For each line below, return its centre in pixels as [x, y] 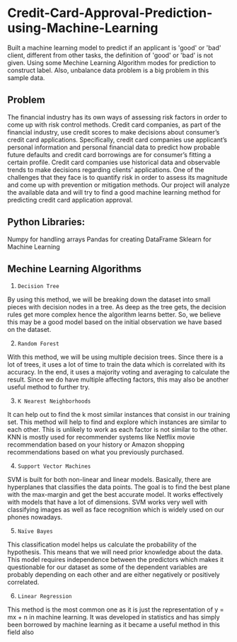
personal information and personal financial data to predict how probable [114, 147]
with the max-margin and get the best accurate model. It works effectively [115, 495]
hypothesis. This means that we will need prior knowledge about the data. [115, 552]
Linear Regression [45, 597]
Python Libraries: [46, 222]
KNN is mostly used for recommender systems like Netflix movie [101, 437]
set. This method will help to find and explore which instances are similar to [117, 422]
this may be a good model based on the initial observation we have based [115, 322]
